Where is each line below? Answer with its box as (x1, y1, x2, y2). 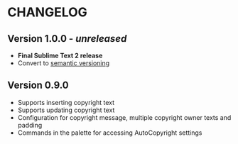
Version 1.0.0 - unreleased (7, 33, 127, 45)
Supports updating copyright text (17, 106, 115, 114)
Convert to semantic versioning (17, 59, 110, 67)
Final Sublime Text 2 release (17, 51, 103, 60)
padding (17, 121, 43, 129)
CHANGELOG (7, 4, 87, 21)
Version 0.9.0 (7, 79, 69, 92)
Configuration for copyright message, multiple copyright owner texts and (17, 113, 232, 121)
